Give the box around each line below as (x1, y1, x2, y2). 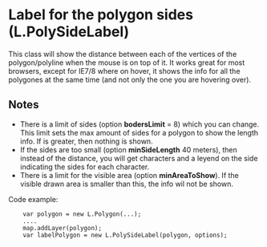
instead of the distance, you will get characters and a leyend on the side (19, 153, 258, 163)
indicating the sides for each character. (19, 162, 150, 172)
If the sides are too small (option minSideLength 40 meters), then (19, 144, 238, 154)
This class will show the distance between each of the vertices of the (8, 49, 237, 59)
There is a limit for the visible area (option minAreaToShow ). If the (19, 170, 239, 180)
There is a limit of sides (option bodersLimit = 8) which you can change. (19, 119, 260, 129)
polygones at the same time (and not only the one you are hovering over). (8, 75, 251, 84)
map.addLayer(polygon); (22, 224, 103, 232)
